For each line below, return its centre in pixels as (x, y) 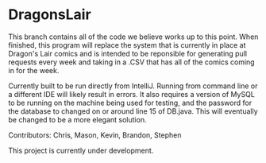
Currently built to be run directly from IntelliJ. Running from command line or (133, 86)
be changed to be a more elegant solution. (77, 119)
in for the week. (34, 70)
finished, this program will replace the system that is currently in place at (127, 45)
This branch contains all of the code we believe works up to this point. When (133, 37)
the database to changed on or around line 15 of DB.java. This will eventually (133, 111)
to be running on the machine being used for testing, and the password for (130, 103)
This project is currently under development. (81, 150)
